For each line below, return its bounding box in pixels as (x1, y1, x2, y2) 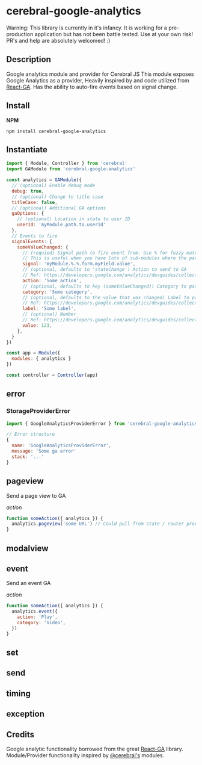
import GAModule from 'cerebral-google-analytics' (6, 166, 136, 172)
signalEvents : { (11, 238, 52, 244)
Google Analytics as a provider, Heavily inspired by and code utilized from (6, 76, 189, 84)
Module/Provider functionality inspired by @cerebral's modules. (6, 751, 165, 759)
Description (6, 54, 51, 64)
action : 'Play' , (17, 614, 58, 621)
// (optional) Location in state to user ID (17, 216, 130, 222)
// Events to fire (11, 233, 58, 239)
